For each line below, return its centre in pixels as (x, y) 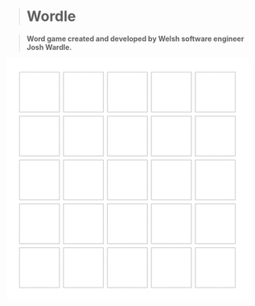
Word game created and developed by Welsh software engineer (135, 39)
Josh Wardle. (49, 47)
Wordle (51, 16)
